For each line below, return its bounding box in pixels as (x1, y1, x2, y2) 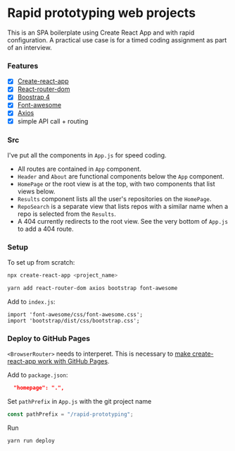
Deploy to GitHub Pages (7, 333, 90, 343)
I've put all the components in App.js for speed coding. (7, 150, 167, 160)
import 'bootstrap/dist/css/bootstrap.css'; (7, 317, 140, 324)
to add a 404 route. (17, 224, 74, 233)
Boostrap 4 (17, 93, 51, 102)
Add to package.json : (7, 371, 68, 379)
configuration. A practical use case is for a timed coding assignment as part (7, 35, 227, 44)
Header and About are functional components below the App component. (17, 172, 224, 181)
